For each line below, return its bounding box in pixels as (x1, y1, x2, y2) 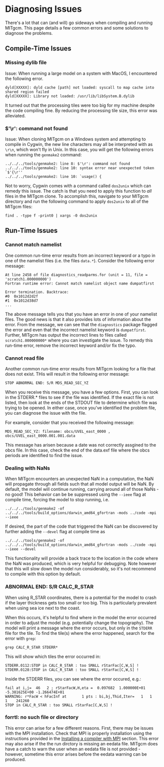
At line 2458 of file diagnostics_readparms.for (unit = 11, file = (5, 272, 148, 277)
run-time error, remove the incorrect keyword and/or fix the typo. (5, 342, 136, 348)
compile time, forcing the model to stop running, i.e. (5, 497, 109, 503)
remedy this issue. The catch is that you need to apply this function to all (5, 188, 152, 194)
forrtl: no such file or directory (5, 714, 79, 721)
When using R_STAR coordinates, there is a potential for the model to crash (5, 595, 157, 600)
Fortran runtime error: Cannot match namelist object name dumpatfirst (5, 281, 154, 286)
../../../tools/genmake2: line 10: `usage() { (5, 174, 102, 179)
